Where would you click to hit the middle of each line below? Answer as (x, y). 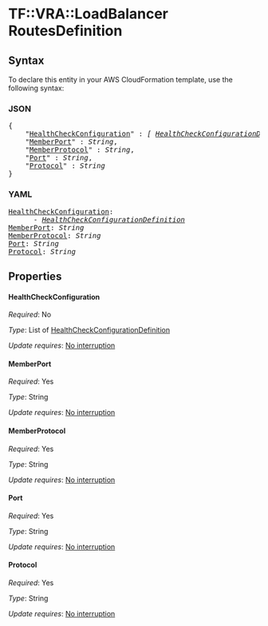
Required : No (30, 315)
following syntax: (36, 88)
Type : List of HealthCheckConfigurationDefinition (89, 330)
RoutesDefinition (65, 31)
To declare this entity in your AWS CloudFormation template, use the (120, 80)
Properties (35, 276)
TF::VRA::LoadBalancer (89, 14)
